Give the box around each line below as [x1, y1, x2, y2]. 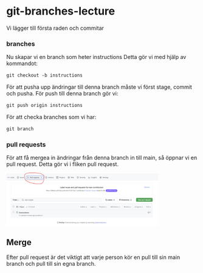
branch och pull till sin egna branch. [6, 260, 96, 267]
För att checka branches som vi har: [6, 113, 97, 120]
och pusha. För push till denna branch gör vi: [6, 90, 119, 97]
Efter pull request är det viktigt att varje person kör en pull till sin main [6, 254, 181, 261]
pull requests [6, 140, 46, 148]
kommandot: [6, 60, 38, 67]
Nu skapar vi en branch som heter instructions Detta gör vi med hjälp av [6, 54, 187, 61]
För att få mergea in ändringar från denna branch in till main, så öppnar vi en [6, 154, 198, 162]
